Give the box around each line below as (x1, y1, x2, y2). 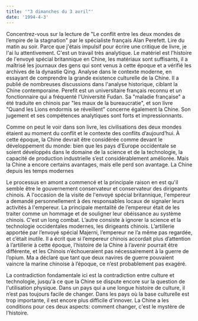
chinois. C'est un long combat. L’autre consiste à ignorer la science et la (6, 216, 181, 223)
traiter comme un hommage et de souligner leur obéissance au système (6, 210, 181, 217)
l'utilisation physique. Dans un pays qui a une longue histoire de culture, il (6, 284, 185, 291)
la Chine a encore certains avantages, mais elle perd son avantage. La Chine (6, 160, 193, 168)
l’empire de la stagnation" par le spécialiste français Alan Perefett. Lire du (6, 37, 185, 44)
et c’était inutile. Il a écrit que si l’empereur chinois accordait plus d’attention (6, 235, 191, 242)
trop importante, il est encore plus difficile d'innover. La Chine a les (6, 296, 170, 304)
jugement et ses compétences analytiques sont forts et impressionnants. (6, 112, 183, 119)
